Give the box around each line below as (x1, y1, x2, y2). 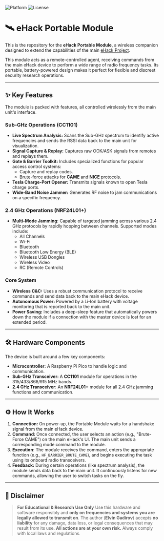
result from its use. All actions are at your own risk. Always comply (17, 525, 153, 531)
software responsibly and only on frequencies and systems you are (17, 510, 155, 516)
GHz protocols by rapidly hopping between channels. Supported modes (12, 223, 157, 229)
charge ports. (12, 185, 40, 190)
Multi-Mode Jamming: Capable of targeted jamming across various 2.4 (12, 218, 157, 224)
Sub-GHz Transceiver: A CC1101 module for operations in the (12, 374, 137, 379)
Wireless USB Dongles (19, 254, 65, 260)
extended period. (12, 319, 47, 325)
